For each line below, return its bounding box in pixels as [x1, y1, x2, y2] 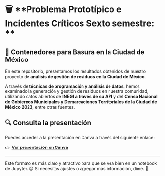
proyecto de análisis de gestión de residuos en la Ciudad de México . [5, 74, 146, 79]
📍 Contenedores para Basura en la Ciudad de [5, 48, 145, 56]
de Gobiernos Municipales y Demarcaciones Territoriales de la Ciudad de [5, 99, 157, 105]
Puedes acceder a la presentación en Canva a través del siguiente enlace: [5, 134, 155, 140]
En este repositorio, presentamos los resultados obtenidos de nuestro [5, 68, 146, 74]
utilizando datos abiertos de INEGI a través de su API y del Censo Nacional [5, 94, 158, 99]
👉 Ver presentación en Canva [5, 144, 69, 150]
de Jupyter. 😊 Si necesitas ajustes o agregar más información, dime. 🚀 [5, 165, 149, 171]
